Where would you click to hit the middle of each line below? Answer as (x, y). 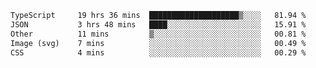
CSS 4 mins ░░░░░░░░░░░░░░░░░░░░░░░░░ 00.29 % (158, 52)
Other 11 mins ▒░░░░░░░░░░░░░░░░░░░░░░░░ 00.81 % (158, 34)
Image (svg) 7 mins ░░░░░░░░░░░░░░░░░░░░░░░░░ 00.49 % (158, 43)
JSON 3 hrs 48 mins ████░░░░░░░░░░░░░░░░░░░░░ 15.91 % (158, 24)
